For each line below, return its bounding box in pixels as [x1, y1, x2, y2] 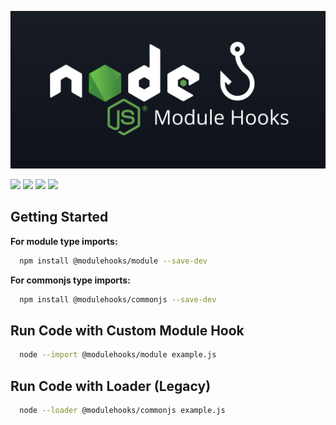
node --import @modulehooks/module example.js [19, 350, 217, 360]
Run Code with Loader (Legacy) [10, 377, 212, 395]
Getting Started [10, 209, 109, 226]
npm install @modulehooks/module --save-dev [19, 256, 208, 266]
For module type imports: [10, 235, 118, 247]
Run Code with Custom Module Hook [10, 322, 245, 339]
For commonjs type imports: [10, 274, 131, 286]
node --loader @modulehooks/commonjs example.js [19, 406, 226, 416]
